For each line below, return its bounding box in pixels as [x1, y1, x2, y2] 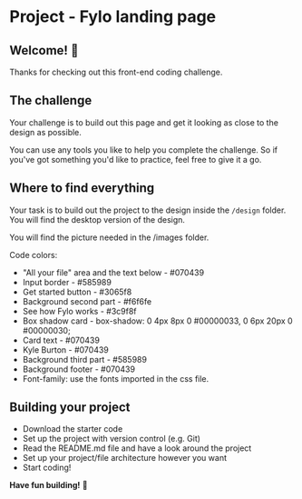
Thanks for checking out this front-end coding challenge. [9, 66, 223, 77]
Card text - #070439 [22, 334, 100, 345]
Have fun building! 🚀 [9, 480, 88, 491]
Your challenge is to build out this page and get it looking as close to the [9, 116, 279, 128]
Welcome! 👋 [9, 43, 79, 58]
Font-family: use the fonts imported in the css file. [22, 373, 209, 384]
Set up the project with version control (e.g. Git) [22, 434, 201, 444]
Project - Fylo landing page [9, 6, 217, 27]
